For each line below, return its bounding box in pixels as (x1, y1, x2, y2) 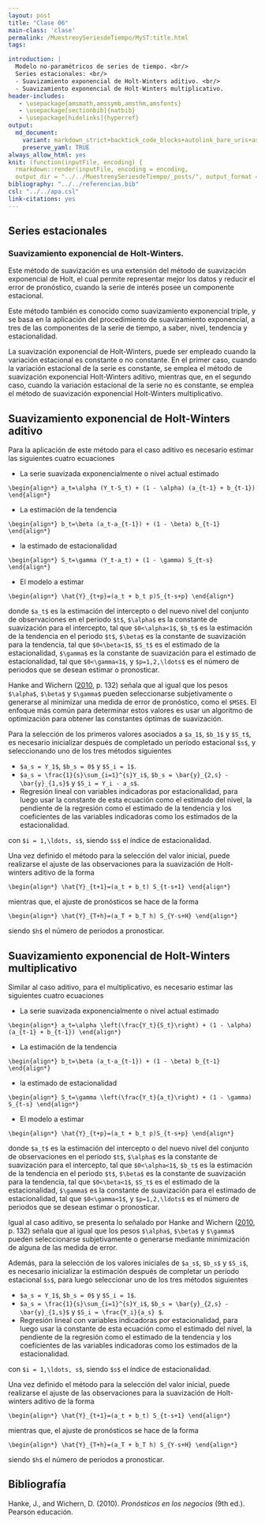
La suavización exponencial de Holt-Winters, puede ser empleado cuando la (8, 347, 256, 357)
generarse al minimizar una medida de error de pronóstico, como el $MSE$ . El (8, 697, 257, 707)
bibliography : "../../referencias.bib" (8, 180, 140, 188)
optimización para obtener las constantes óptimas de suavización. (8, 714, 223, 724)
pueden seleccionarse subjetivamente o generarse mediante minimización (8, 1234, 250, 1244)
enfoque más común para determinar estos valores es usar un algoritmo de (8, 705, 253, 716)
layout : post (8, 11, 51, 20)
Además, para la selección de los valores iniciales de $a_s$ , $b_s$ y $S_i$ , (8, 1258, 248, 1268)
